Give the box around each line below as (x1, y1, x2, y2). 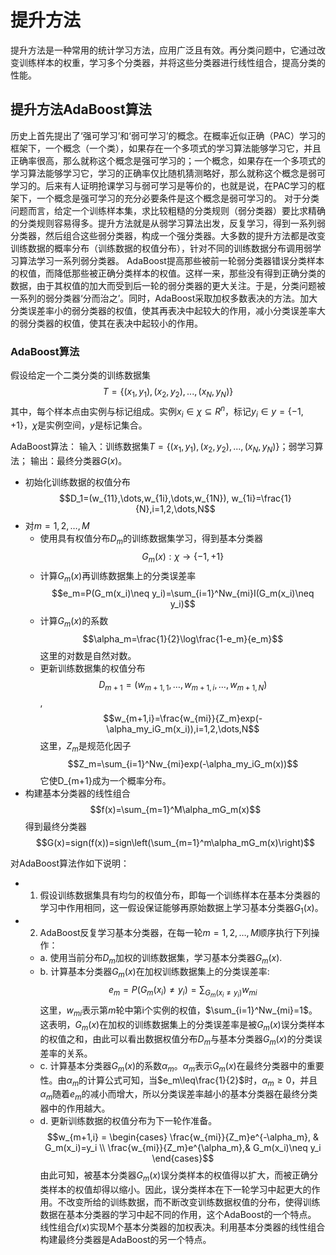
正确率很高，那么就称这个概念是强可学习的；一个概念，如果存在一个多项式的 (10, 154, 326, 166)
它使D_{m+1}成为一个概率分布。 (39, 774, 172, 786)
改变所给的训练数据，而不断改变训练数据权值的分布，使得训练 (66, 1196, 321, 1208)
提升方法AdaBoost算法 (10, 101, 152, 118)
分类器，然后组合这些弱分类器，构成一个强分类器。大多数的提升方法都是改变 (10, 229, 326, 241)
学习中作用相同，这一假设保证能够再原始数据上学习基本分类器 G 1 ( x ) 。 (39, 901, 324, 916)
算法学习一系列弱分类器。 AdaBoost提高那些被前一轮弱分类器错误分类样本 (18, 254, 325, 266)
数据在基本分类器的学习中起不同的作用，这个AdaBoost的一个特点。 (39, 1208, 317, 1220)
